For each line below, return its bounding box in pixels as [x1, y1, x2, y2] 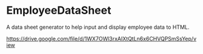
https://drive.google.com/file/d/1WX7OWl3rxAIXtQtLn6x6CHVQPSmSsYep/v [6, 35, 197, 42]
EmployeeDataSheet [6, 4, 111, 17]
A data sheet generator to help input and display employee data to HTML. [6, 23, 190, 31]
